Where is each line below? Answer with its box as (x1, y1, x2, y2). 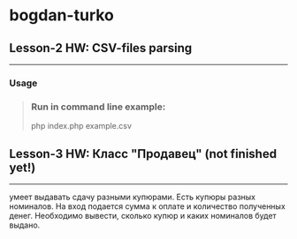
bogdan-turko (9, 5, 115, 26)
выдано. (9, 220, 41, 230)
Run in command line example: (30, 101, 166, 113)
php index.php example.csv (30, 121, 133, 131)
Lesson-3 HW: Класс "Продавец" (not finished (9, 146, 277, 161)
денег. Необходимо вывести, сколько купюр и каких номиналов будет (9, 211, 277, 221)
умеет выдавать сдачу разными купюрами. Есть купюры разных (9, 191, 256, 203)
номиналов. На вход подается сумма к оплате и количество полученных (9, 201, 286, 212)
